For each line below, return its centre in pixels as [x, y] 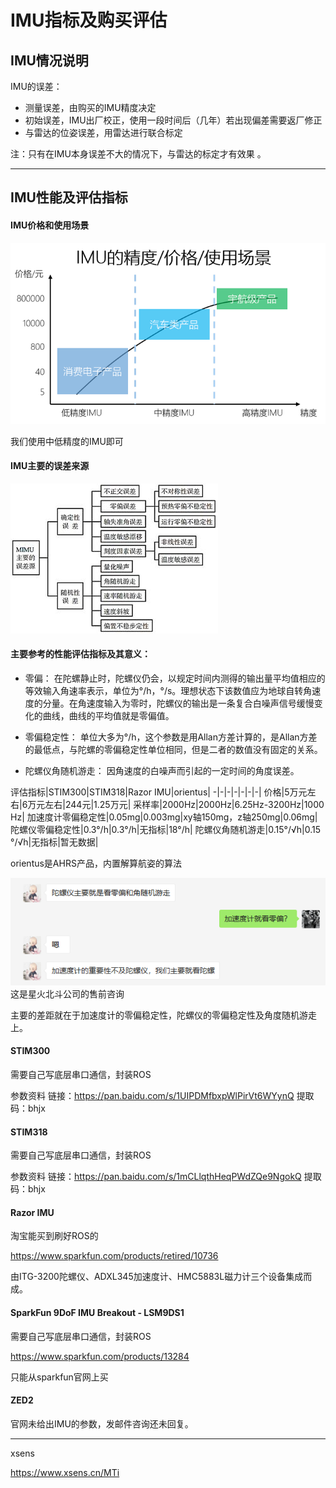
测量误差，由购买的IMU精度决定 [90, 107]
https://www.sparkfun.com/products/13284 [100, 1356]
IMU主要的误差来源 [50, 466]
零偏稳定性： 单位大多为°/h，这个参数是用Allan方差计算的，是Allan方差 [171, 737]
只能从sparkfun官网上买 [59, 1377]
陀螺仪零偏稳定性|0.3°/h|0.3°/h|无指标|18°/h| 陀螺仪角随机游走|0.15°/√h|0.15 [166, 830]
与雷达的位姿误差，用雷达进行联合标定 [103, 132]
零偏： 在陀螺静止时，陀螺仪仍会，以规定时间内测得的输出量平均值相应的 [175, 678]
